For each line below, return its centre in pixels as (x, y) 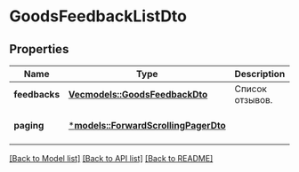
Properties (39, 49)
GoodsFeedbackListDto (98, 16)
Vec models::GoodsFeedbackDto (138, 94)
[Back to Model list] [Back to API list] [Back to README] (111, 158)
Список (251, 89)
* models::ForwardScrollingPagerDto (147, 125)
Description (260, 74)
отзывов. (254, 100)
